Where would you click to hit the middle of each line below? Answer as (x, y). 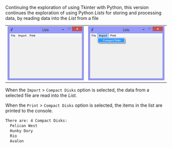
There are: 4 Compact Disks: (36, 120)
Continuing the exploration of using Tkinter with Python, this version (77, 7)
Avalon (17, 141)
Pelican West (24, 126)
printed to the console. (29, 110)
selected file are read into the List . (41, 95)
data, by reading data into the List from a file (52, 18)
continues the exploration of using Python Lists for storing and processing (83, 13)
